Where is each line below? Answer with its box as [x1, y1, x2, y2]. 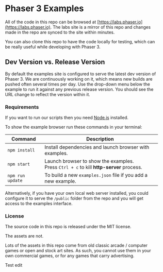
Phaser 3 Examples [5, 3, 84, 14]
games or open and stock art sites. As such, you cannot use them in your [5, 248, 151, 254]
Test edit [5, 262, 23, 268]
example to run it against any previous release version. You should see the [5, 86, 154, 92]
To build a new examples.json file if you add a [44, 172, 148, 179]
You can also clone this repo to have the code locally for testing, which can [5, 38, 155, 44]
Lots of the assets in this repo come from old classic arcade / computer [5, 242, 148, 248]
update [7, 178, 23, 184]
